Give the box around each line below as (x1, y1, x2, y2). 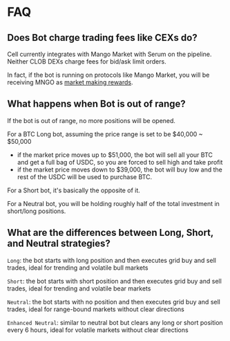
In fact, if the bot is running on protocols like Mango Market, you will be (7, 71, 210, 79)
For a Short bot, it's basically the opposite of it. (7, 186, 140, 194)
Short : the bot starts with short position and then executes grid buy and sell (7, 277, 222, 285)
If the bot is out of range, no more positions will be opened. (7, 116, 176, 125)
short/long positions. (7, 207, 66, 215)
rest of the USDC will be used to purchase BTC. (17, 172, 153, 181)
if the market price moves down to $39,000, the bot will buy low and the (17, 165, 223, 174)
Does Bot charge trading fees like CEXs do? (7, 32, 198, 44)
